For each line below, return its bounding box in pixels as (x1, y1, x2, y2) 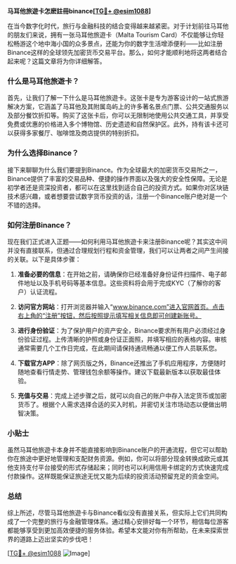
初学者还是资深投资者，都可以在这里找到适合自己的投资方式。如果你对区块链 (7, 183, 229, 192)
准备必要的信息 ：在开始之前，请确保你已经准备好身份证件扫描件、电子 (17, 270, 221, 278)
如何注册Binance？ (7, 220, 72, 230)
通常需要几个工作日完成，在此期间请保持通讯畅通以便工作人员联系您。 (17, 344, 221, 352)
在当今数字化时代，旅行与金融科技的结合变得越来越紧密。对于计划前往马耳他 (7, 22, 229, 30)
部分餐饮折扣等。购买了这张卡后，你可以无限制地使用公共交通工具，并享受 (13, 111, 229, 120)
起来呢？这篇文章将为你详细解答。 (7, 57, 106, 65)
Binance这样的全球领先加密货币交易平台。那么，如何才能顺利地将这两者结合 (7, 49, 228, 56)
